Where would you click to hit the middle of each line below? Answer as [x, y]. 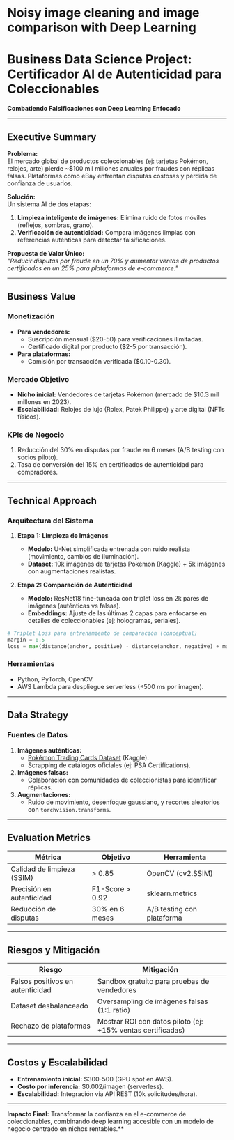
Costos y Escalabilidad [58, 1062]
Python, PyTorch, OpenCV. [55, 679]
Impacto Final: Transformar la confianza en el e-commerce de [97, 1114]
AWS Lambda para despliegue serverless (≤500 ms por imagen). [110, 686]
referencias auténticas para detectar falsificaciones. [92, 240]
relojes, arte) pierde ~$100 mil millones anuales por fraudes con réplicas [111, 168]
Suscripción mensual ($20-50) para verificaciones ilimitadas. [115, 339]
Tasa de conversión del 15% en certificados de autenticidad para [110, 465]
